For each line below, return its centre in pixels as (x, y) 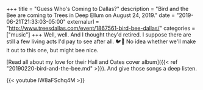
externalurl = (83, 22)
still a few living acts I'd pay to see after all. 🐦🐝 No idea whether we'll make (101, 41)
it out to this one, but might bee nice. (52, 50)
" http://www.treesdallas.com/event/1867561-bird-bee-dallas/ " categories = (101, 28)
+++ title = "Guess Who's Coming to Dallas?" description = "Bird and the (98, 9)
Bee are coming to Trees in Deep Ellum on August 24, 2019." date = (91, 15)
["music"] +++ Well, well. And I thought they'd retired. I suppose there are (99, 35)
